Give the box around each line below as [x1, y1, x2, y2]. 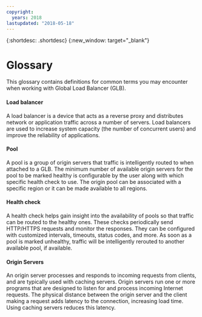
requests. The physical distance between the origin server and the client [6, 291, 187, 298]
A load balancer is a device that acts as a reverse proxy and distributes [6, 112, 184, 119]
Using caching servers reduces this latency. [6, 304, 116, 312]
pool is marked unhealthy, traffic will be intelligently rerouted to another [6, 237, 185, 245]
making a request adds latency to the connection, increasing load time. [6, 298, 184, 305]
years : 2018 [12, 15, 42, 21]
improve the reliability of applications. [6, 131, 100, 138]
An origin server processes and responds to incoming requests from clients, [6, 271, 197, 279]
